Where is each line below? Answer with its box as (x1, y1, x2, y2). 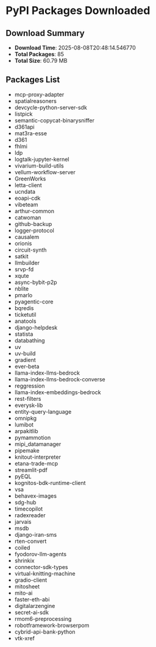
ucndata (14, 188, 36, 195)
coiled (14, 543, 30, 551)
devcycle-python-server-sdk (14, 104, 88, 111)
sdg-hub (14, 498, 37, 506)
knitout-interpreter (14, 453, 62, 461)
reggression (14, 382, 45, 389)
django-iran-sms (14, 531, 57, 538)
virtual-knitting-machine (14, 570, 76, 577)
